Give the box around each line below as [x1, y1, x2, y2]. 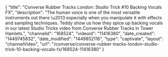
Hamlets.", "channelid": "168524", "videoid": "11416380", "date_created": [5, 31, 155, 36]
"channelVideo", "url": [5, 41, 51, 47]
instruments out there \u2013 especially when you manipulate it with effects [5, 15, 162, 20]
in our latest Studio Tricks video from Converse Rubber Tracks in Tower [5, 25, 153, 31]
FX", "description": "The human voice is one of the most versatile [5, 9, 140, 15]
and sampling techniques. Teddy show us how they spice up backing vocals [5, 20, 163, 26]
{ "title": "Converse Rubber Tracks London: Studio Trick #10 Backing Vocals [5, 4, 162, 10]
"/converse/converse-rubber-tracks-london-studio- [52, 41, 159, 47]
